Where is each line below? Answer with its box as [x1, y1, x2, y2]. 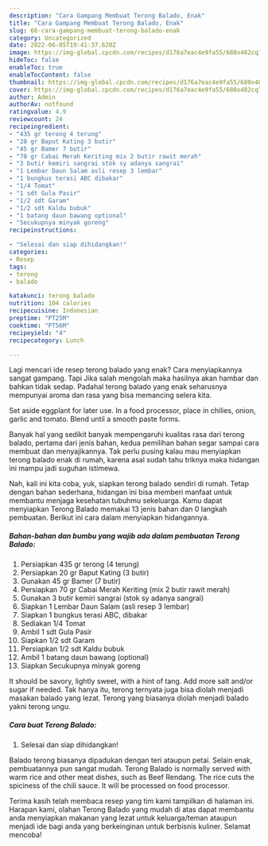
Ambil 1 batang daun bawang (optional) [20, 653, 150, 662]
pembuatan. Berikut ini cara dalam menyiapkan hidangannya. [9, 513, 209, 522]
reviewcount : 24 [9, 115, 63, 123]
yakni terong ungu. [9, 702, 71, 711]
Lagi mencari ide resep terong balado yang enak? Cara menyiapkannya [9, 365, 243, 375]
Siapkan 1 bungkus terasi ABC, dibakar [20, 610, 148, 620]
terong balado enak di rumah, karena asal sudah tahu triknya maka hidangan [9, 455, 260, 465]
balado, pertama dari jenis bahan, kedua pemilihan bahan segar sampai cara [9, 439, 259, 448]
